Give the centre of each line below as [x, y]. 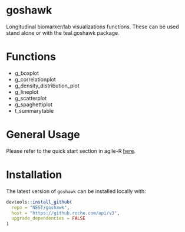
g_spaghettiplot [34, 104]
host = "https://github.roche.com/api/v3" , [65, 213]
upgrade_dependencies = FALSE [48, 218]
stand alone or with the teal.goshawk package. [63, 32]
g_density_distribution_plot [47, 86]
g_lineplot [27, 92]
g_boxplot [27, 73]
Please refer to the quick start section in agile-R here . [71, 151]
